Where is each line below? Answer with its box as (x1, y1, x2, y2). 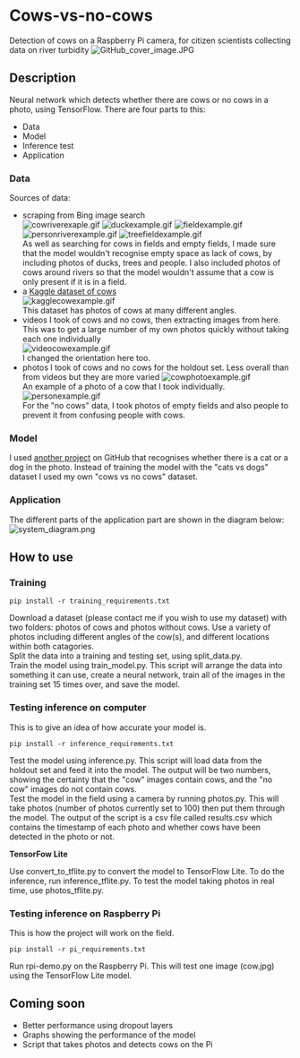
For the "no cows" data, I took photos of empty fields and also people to (21, 400, 289, 411)
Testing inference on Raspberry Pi (9, 907, 161, 919)
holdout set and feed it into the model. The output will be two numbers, (9, 764, 271, 775)
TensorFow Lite (9, 848, 69, 859)
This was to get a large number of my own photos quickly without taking (21, 324, 289, 335)
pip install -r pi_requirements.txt (9, 944, 146, 954)
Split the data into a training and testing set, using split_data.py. (9, 650, 244, 661)
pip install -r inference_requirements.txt (9, 739, 175, 748)
